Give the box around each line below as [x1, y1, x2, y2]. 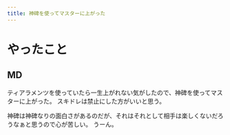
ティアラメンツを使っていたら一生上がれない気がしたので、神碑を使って [7, 88, 211, 97]
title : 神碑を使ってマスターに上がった [7, 10, 105, 17]
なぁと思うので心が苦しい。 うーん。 [12, 120, 118, 128]
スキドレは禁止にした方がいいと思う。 [56, 97, 166, 105]
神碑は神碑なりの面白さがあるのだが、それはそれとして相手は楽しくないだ [7, 111, 218, 120]
